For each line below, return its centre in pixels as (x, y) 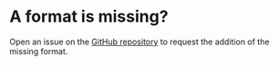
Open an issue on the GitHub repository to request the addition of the (139, 42)
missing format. (39, 51)
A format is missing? (89, 17)
